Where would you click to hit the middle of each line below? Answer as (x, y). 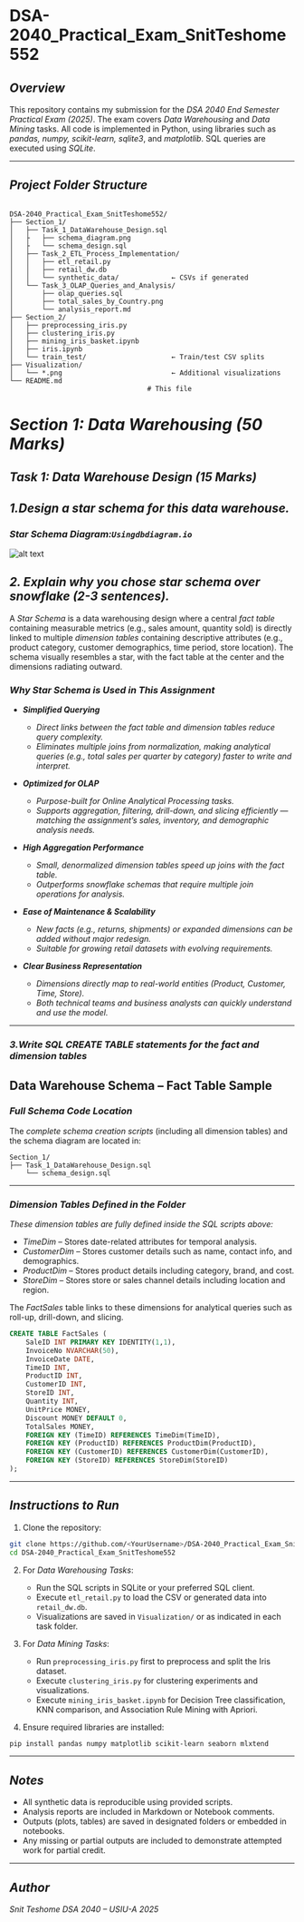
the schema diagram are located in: (76, 1141)
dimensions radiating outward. (66, 666)
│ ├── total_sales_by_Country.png (87, 301)
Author (30, 1887)
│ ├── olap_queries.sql (66, 293)
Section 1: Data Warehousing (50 (136, 425)
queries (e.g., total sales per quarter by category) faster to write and (164, 756)
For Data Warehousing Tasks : (78, 1570)
